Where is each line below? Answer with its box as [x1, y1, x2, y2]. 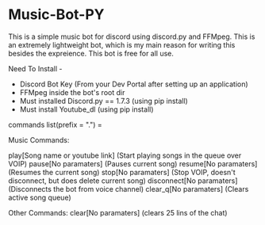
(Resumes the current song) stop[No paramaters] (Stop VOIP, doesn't [8, 167, 236, 177]
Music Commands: [8, 135, 70, 144]
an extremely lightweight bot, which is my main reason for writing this [8, 40, 236, 49]
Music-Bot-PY [8, 6, 105, 24]
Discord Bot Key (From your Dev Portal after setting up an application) [19, 79, 248, 89]
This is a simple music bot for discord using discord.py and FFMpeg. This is [8, 32, 255, 41]
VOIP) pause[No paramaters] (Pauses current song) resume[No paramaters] [8, 158, 258, 168]
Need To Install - [8, 63, 63, 73]
